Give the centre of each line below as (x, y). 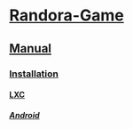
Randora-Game (66, 16)
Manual (30, 48)
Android (24, 115)
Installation (34, 74)
